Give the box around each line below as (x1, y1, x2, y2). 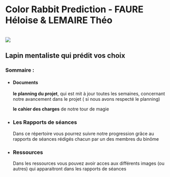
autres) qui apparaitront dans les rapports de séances (12, 166, 126, 172)
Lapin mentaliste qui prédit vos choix (5, 51, 125, 60)
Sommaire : (5, 67, 34, 74)
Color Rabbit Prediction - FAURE (5, 4, 144, 15)
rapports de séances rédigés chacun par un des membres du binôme (12, 136, 159, 142)
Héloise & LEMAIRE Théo (5, 14, 113, 26)
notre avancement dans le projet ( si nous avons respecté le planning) (12, 96, 160, 102)
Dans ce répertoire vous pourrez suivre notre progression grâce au (12, 130, 155, 137)
